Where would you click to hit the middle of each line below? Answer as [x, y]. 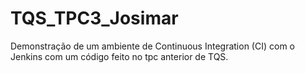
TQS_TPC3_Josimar [94, 18]
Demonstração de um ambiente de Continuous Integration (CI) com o [152, 46]
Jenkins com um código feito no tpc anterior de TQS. [119, 56]
